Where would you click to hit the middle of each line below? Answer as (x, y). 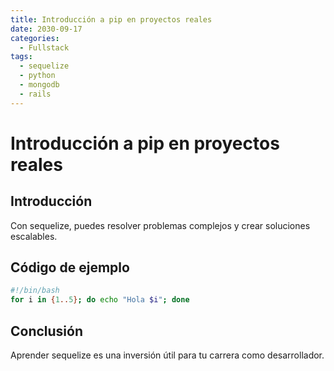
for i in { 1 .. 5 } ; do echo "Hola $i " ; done (100, 300)
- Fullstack (44, 47)
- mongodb (39, 85)
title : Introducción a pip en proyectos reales (111, 19)
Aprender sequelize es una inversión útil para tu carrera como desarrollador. (167, 355)
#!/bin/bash (35, 291)
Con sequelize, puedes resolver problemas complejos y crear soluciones (160, 225)
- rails (35, 94)
